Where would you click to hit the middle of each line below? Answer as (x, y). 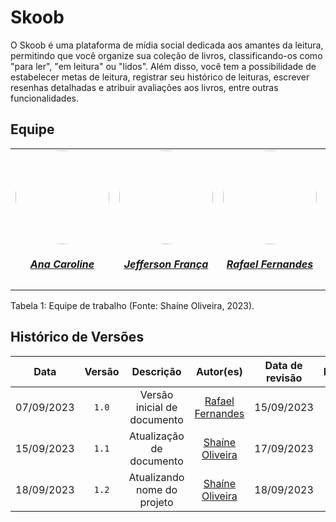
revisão (284, 378)
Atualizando (156, 477)
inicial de (156, 407)
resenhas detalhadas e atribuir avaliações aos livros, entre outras (144, 87)
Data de (283, 365)
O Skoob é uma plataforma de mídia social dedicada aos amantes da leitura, (167, 45)
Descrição (156, 371)
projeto (156, 502)
